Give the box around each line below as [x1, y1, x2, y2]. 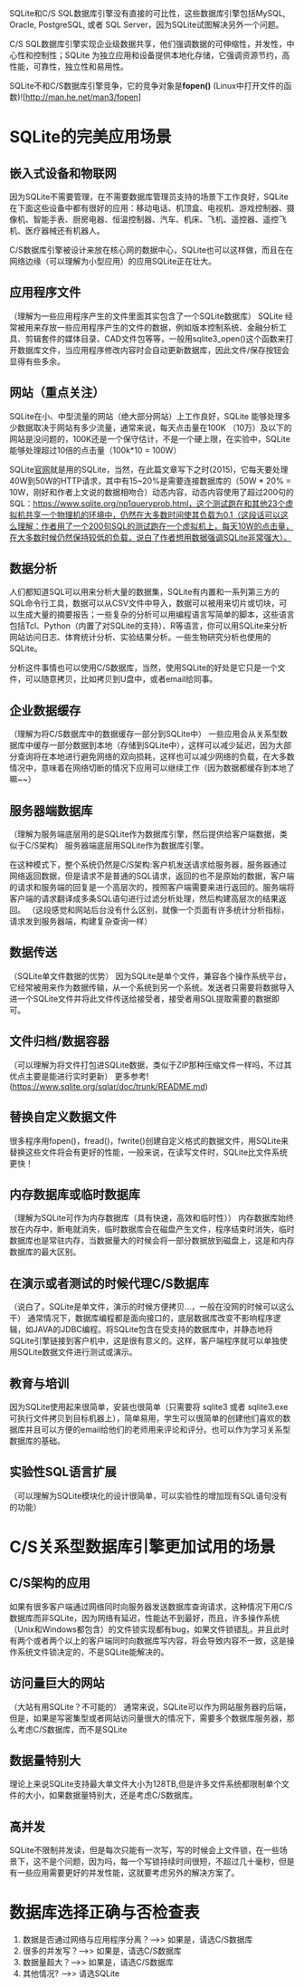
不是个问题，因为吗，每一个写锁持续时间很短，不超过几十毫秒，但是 [40, 1856, 295, 1867]
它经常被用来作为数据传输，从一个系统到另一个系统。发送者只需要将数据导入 [9, 982, 295, 993]
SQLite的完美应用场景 [9, 127, 172, 148]
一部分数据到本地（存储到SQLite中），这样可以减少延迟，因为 [48, 740, 276, 751]
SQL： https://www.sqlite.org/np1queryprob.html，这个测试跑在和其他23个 [9, 497, 286, 509]
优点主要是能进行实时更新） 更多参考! [9, 1070, 149, 1081]
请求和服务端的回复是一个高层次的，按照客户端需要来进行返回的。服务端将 [16, 882, 295, 893]
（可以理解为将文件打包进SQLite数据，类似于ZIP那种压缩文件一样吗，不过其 [9, 1059, 292, 1070]
